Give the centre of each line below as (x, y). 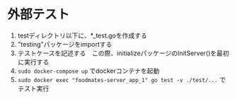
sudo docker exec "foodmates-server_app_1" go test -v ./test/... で (122, 79)
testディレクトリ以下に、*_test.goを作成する (82, 35)
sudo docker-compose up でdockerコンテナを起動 (89, 71)
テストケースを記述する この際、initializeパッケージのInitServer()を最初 (123, 53)
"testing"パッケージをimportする (65, 44)
